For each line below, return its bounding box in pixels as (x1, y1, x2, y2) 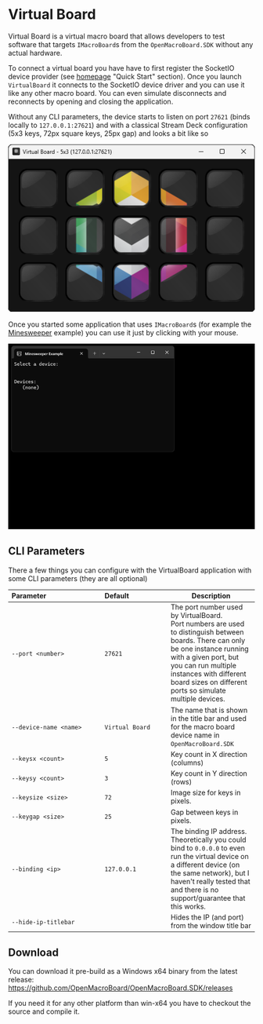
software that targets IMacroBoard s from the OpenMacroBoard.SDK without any (8, 39, 254, 49)
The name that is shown (171, 705, 248, 715)
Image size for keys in (171, 788, 241, 798)
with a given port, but (171, 653, 240, 662)
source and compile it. (8, 1007, 80, 1016)
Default (104, 591, 129, 601)
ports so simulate (171, 686, 227, 696)
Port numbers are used (171, 619, 245, 629)
